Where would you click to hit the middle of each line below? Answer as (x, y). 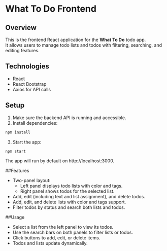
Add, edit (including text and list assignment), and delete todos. (79, 197)
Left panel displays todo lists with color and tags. (71, 186)
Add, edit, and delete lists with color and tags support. (69, 202)
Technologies (27, 66)
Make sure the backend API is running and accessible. (69, 118)
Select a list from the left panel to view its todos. (63, 227)
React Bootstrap (29, 84)
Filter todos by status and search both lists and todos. (69, 207)
